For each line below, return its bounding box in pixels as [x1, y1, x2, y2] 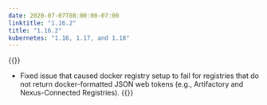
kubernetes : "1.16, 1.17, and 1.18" [8, 33, 130, 42]
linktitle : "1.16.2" [8, 19, 77, 27]
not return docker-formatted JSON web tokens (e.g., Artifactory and [19, 80, 244, 89]
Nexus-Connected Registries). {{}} [19, 88, 134, 98]
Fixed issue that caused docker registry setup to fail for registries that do [19, 71, 259, 80]
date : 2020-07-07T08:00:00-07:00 [8, 11, 120, 20]
